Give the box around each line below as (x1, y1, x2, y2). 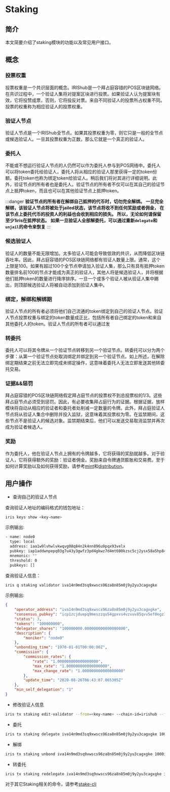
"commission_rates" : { (23, 654, 71, 659)
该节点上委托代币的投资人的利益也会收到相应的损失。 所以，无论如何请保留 (5, 211, 162, 217)
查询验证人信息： (5, 572, 41, 578)
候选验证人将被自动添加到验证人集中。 (27, 282, 107, 288)
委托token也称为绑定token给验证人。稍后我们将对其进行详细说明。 (14, 175, 153, 181)
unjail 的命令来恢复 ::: (5, 224, 51, 230)
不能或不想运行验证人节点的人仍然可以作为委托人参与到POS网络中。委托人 (5, 162, 161, 169)
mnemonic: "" (10, 553, 37, 558)
